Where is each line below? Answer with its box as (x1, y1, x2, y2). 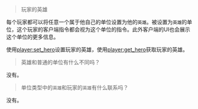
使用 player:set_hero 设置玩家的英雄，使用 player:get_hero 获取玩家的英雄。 (6, 46, 188, 53)
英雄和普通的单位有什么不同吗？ (20, 59, 100, 66)
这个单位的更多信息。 (6, 33, 59, 41)
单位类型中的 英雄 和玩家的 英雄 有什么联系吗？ (20, 84, 129, 91)
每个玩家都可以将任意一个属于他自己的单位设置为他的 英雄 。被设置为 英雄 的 (6, 18, 187, 26)
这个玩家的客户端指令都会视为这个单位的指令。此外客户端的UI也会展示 (16, 26, 191, 33)
